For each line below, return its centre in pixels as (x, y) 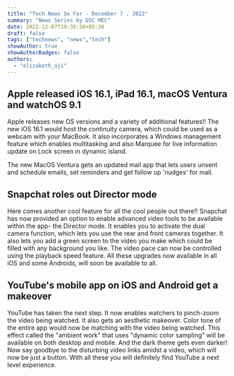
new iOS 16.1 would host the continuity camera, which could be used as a (112, 129)
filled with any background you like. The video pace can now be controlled (115, 248)
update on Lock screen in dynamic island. (67, 152)
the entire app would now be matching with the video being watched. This (114, 328)
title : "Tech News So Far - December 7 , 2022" (78, 14)
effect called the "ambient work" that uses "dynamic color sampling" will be (116, 335)
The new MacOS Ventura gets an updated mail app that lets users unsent (112, 165)
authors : (20, 59)
